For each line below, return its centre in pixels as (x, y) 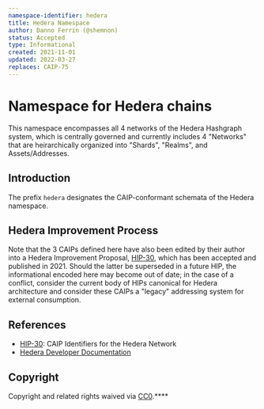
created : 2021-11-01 (42, 52)
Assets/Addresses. (39, 153)
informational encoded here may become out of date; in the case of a (121, 275)
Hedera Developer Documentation (75, 352)
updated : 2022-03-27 (42, 60)
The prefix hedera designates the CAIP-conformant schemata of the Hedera (131, 197)
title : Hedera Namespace (49, 23)
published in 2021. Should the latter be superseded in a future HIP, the (123, 267)
